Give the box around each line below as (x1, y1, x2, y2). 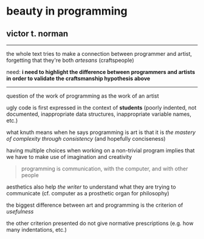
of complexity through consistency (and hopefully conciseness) (6, 135, 166, 142)
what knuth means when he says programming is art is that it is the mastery (6, 129, 196, 136)
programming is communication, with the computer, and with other (21, 165, 188, 172)
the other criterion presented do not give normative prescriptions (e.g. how (6, 220, 194, 227)
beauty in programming (6, 4, 127, 18)
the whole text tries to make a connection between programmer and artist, (6, 50, 192, 57)
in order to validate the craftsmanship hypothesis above (6, 75, 151, 82)
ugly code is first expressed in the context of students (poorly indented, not (6, 104, 197, 111)
